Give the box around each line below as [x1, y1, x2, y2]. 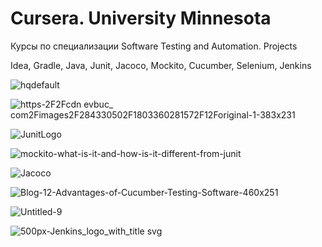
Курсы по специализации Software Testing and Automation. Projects [10, 40, 298, 52]
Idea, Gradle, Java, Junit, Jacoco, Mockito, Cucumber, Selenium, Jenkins [10, 59, 312, 71]
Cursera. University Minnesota [10, 7, 272, 30]
